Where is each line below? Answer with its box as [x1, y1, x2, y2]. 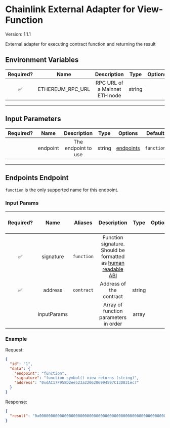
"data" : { [10, 366, 30, 371]
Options [118, 129, 138, 136]
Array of [103, 301, 123, 308]
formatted [101, 253, 125, 260]
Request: [5, 346, 24, 353]
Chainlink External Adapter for [5, 4, 136, 15]
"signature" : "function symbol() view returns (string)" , [14, 375, 139, 381]
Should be [101, 246, 125, 254]
